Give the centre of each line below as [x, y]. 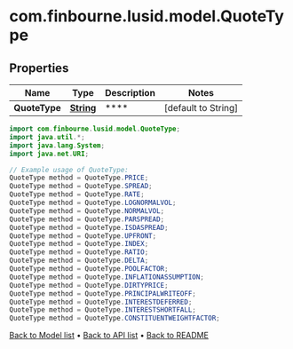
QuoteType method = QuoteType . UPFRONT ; [83, 236]
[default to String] [201, 108]
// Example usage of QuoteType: [69, 170]
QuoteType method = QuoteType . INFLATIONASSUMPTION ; [107, 277]
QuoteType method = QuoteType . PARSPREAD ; [87, 219]
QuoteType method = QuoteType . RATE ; [77, 194]
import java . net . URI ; [49, 154]
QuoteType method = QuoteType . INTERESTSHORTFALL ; [103, 310]
